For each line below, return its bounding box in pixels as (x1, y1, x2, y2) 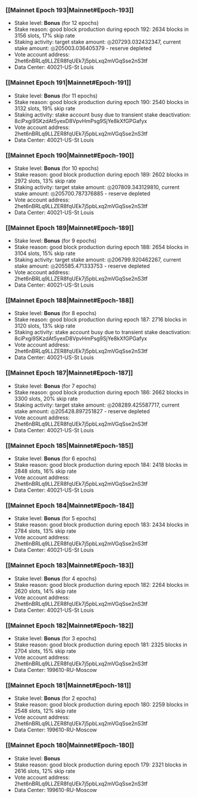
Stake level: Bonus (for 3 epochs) (14, 634, 97, 642)
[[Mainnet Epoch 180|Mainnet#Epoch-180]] (5, 741, 135, 749)
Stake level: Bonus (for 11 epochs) (14, 92, 98, 99)
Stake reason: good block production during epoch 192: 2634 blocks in (14, 26, 189, 33)
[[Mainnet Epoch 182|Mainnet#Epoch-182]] (5, 621, 134, 630)
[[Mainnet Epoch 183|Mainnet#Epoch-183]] (5, 561, 135, 570)
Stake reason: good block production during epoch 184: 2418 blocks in (14, 461, 188, 469)
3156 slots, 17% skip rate (14, 32, 76, 39)
